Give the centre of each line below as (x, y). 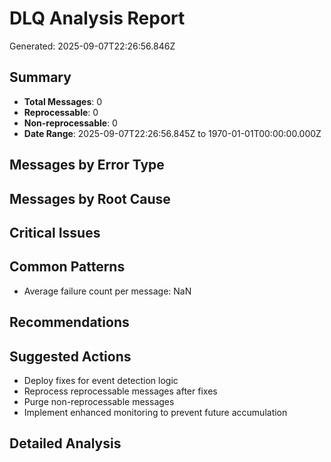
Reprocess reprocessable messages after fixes (120, 391)
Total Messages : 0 (63, 101)
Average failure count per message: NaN (107, 291)
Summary (40, 77)
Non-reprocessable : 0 (70, 123)
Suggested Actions (70, 356)
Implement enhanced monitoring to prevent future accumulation (155, 412)
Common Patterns (67, 267)
